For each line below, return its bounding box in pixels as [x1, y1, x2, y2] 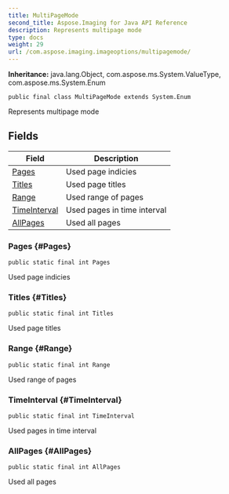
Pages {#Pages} [8, 240, 72, 251]
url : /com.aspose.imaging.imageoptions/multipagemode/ [8, 48, 191, 56]
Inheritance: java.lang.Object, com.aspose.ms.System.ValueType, [8, 70, 221, 79]
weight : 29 [8, 41, 44, 49]
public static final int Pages [8, 258, 111, 267]
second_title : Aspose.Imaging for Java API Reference [8, 19, 188, 27]
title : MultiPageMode [8, 11, 79, 20]
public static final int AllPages [8, 463, 122, 471]
